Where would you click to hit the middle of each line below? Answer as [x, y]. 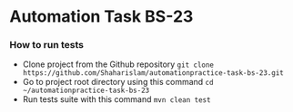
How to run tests [47, 45]
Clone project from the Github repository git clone [118, 64]
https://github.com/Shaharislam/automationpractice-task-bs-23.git [153, 73]
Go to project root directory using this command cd [118, 82]
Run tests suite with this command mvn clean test [116, 99]
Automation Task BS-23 [101, 17]
